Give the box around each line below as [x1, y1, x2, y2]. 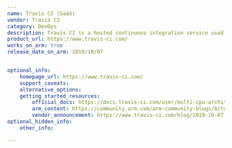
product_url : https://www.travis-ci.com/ [7, 36, 128, 43]
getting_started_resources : [19, 92, 100, 100]
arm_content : [32, 105, 70, 112]
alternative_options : [19, 86, 81, 93]
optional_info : [7, 67, 51, 74]
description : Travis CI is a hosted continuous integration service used [7, 29, 224, 36]
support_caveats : [19, 80, 70, 87]
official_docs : [32, 99, 76, 106]
